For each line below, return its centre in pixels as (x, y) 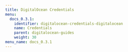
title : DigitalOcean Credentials (40, 10)
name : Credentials (33, 28)
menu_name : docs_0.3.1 (29, 42)
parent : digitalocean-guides (44, 33)
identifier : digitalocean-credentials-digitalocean (68, 24)
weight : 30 (25, 38)
